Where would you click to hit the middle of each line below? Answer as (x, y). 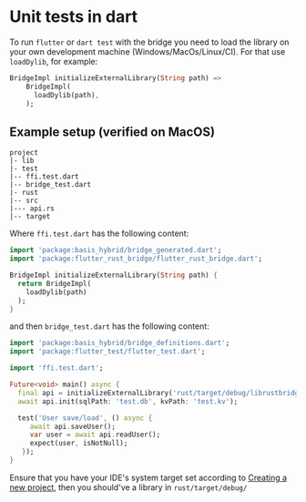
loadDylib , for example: (54, 61)
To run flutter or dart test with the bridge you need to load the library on (149, 42)
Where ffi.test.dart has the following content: (99, 233)
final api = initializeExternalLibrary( (95, 393)
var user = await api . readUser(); (95, 435)
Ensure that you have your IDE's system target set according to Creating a (148, 477)
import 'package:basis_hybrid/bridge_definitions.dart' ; (120, 343)
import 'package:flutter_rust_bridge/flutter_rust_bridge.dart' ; (136, 259)
